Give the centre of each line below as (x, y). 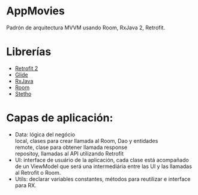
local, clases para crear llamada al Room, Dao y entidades (86, 141)
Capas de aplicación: (60, 118)
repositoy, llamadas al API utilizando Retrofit (69, 153)
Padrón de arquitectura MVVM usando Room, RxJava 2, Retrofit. (86, 28)
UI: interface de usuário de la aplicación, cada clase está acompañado (102, 160)
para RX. (26, 185)
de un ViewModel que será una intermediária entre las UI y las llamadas (103, 166)
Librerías (29, 52)
